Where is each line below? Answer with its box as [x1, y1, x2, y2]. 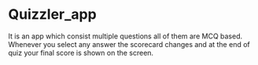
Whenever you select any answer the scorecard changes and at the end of [8, 39, 250, 49]
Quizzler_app [8, 5, 97, 23]
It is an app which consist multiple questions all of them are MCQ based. [8, 31, 242, 41]
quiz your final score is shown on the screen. [8, 48, 154, 57]
